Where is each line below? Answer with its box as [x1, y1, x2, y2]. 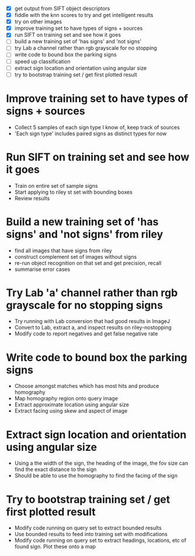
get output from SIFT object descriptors [14, 5, 110, 12]
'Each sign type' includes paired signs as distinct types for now [14, 130, 167, 137]
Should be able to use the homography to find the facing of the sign [14, 472, 178, 479]
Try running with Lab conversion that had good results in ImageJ [14, 318, 170, 325]
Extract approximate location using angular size [14, 401, 130, 409]
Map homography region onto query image [14, 395, 119, 402]
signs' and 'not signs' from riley [6, 228, 163, 241]
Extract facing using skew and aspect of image [14, 407, 128, 414]
